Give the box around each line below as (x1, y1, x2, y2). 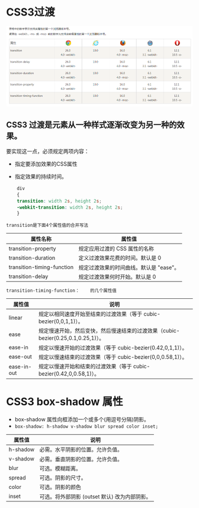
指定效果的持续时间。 (14, 173, 67, 180)
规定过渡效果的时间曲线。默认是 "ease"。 (78, 264, 179, 271)
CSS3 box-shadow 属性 (6, 395, 123, 408)
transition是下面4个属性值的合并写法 (6, 222, 89, 229)
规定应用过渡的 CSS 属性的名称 (78, 245, 155, 253)
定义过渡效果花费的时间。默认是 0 (78, 254, 162, 261)
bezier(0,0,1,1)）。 (38, 318, 84, 325)
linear (8, 314, 23, 321)
